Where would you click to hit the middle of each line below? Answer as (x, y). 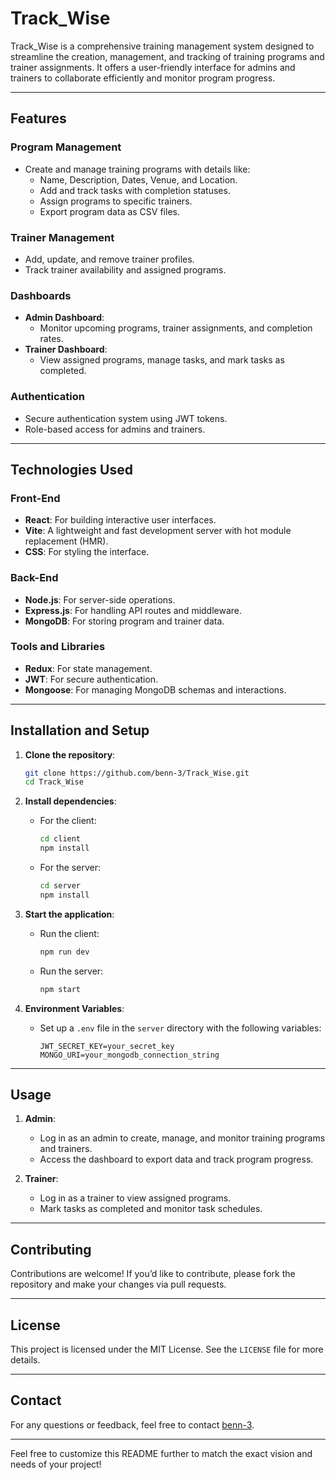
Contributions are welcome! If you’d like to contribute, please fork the (153, 1274)
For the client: (68, 821)
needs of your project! (56, 1464)
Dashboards (41, 295)
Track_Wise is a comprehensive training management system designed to (162, 46)
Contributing (51, 1249)
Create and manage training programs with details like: (137, 169)
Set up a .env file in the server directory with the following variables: (180, 1028)
